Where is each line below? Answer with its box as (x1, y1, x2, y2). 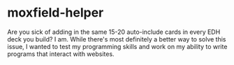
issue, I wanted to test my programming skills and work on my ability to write (7, 42, 228, 50)
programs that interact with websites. (7, 50, 115, 58)
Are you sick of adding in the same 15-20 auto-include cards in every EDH (7, 28, 221, 36)
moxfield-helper (7, 5, 104, 21)
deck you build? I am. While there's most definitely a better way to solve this (7, 35, 226, 43)
